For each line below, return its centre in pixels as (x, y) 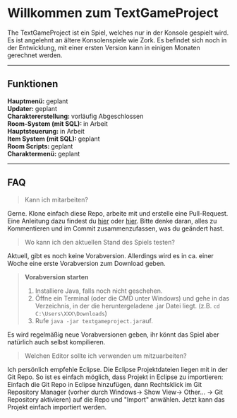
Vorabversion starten (56, 277)
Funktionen (33, 84)
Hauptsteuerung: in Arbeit (46, 131)
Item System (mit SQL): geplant (54, 139)
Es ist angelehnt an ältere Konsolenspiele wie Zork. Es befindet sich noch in (117, 40)
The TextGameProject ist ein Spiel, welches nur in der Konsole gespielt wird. (118, 33)
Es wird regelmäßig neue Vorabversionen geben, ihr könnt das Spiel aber (114, 335)
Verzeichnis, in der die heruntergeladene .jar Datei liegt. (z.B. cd (127, 306)
